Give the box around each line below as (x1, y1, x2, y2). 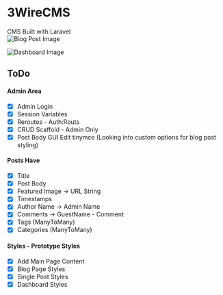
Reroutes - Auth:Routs (16, 118, 80, 126)
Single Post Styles (16, 272, 68, 281)
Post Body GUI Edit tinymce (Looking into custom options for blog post (16, 133, 217, 141)
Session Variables (16, 110, 68, 118)
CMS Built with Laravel (7, 27, 71, 36)
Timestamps (16, 195, 53, 203)
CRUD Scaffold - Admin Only (16, 125, 99, 133)
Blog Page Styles (16, 265, 66, 273)
